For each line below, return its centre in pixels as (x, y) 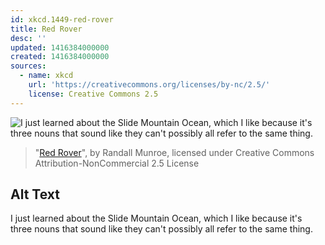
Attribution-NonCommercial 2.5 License (117, 163)
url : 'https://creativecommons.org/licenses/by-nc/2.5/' (149, 85)
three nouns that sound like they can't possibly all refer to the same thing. (161, 229)
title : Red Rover (46, 29)
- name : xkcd (46, 76)
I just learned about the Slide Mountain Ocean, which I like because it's (156, 218)
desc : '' (28, 38)
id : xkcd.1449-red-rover (62, 19)
